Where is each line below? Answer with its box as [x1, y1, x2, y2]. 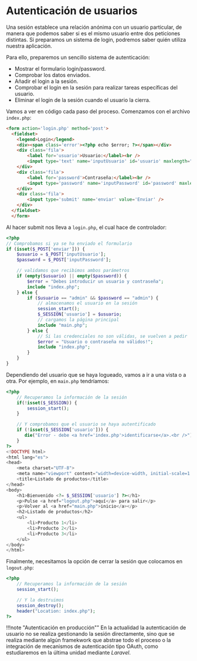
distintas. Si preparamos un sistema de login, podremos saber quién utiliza [6, 36, 186, 43]
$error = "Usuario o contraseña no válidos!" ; [37, 338, 154, 345]
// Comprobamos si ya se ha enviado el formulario [6, 240, 133, 247]
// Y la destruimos [16, 597, 64, 603]
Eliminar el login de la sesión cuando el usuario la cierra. [14, 96, 151, 104]
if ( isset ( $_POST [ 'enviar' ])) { [6, 246, 85, 252]
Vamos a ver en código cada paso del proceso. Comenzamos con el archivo [6, 108, 191, 115]
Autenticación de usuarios [6, 4, 138, 18]
